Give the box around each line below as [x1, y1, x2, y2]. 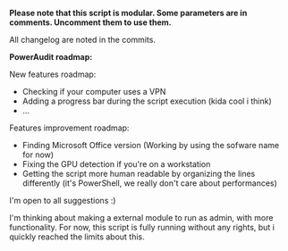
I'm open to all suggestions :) [9, 196, 116, 205]
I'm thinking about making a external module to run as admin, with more [9, 213, 274, 222]
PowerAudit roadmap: [9, 52, 93, 62]
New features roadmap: [9, 69, 97, 79]
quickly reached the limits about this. [9, 231, 145, 242]
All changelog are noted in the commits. [9, 35, 157, 45]
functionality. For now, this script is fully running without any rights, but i [9, 222, 275, 232]
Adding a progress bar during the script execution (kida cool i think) [21, 96, 273, 106]
